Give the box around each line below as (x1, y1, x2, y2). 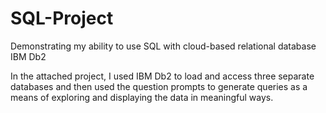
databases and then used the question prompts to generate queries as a (10, 80, 308, 92)
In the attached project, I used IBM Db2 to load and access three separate (10, 70, 315, 82)
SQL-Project (10, 7, 114, 30)
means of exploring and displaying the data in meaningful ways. (10, 91, 274, 103)
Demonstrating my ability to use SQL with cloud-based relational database (10, 40, 317, 52)
